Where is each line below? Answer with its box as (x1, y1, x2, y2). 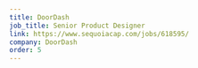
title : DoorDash (9, 12, 70, 22)
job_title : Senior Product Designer (9, 21, 145, 30)
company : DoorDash (9, 37, 78, 47)
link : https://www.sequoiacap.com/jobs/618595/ (9, 29, 190, 38)
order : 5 (9, 46, 42, 55)
